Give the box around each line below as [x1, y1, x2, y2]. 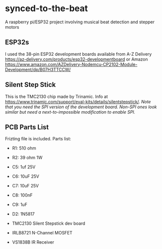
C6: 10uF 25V [12, 173, 40, 180]
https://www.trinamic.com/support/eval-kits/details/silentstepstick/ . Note [5, 99, 151, 104]
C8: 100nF [12, 192, 33, 198]
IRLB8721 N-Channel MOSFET [12, 230, 73, 236]
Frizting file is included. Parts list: [5, 136, 71, 142]
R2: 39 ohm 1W [12, 155, 43, 161]
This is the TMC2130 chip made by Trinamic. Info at [5, 93, 108, 100]
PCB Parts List [5, 123, 49, 131]
